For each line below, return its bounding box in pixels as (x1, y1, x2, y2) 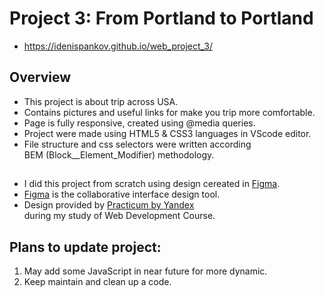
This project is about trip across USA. (23, 95, 179, 107)
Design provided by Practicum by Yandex (23, 199, 195, 211)
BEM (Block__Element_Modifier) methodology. (23, 148, 215, 161)
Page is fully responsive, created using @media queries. (23, 117, 256, 129)
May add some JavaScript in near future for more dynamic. (23, 265, 268, 277)
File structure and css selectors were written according (23, 138, 252, 150)
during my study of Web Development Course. (23, 210, 216, 222)
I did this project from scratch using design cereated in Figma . (23, 178, 281, 190)
